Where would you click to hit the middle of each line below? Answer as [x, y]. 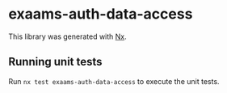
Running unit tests [55, 62]
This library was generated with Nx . [67, 36]
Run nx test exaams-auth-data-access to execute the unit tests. [114, 81]
